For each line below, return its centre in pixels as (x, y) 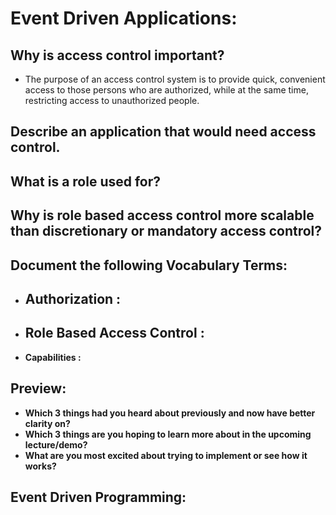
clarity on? (47, 423)
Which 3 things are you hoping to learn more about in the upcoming (168, 434)
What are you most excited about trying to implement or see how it (166, 455)
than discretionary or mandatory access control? (166, 231)
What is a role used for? (86, 181)
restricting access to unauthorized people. (112, 100)
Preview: (38, 388)
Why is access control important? (117, 55)
